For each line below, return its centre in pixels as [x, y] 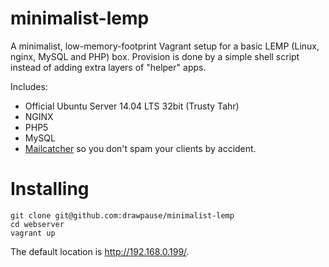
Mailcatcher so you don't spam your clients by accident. [140, 148]
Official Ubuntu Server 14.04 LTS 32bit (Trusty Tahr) [132, 106]
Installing [50, 189]
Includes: [29, 86]
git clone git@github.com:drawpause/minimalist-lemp [122, 215]
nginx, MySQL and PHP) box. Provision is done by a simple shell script [155, 56]
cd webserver [37, 224]
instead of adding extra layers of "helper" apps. [108, 67]
